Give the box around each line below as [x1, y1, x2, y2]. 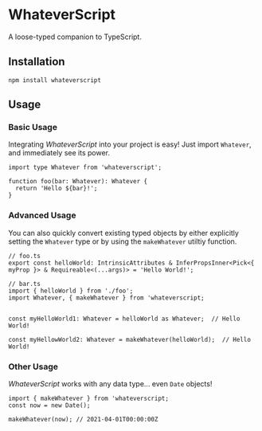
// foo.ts [8, 252, 41, 260]
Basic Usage [8, 122, 58, 133]
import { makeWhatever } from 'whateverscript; [8, 394, 170, 403]
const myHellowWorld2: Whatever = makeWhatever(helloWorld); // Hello [8, 335, 251, 343]
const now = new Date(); [8, 402, 91, 409]
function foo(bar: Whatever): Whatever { [8, 178, 148, 186]
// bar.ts [8, 280, 41, 288]
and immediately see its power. [8, 148, 110, 158]
